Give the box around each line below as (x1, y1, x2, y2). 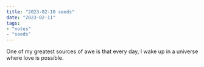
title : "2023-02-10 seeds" (6, 8, 75, 15)
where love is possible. (6, 54, 64, 62)
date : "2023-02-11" (6, 14, 56, 21)
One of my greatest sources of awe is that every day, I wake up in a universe (6, 48, 199, 55)
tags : (6, 20, 20, 26)
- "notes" (6, 25, 32, 32)
